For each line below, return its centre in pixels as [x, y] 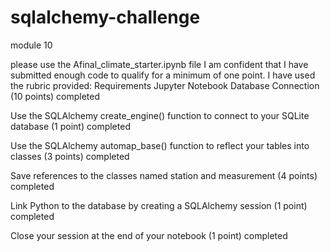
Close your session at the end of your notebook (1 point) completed [149, 235]
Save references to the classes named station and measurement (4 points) [164, 175]
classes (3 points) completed [70, 156]
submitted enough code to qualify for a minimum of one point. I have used [163, 75]
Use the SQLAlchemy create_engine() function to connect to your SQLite [160, 115]
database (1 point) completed [70, 126]
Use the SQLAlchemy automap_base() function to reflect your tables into [160, 145]
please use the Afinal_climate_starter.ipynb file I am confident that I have [159, 64]
